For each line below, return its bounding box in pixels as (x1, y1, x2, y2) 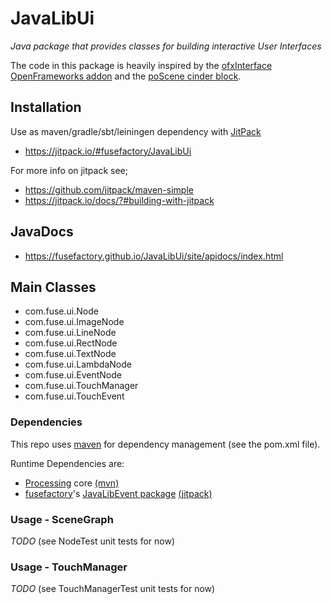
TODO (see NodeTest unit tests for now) (10, 535, 176, 547)
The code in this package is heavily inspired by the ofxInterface (10, 59, 273, 71)
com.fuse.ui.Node (24, 305, 99, 317)
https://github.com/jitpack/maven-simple (24, 183, 194, 196)
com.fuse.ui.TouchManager (24, 380, 139, 392)
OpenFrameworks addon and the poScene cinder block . (10, 70, 242, 82)
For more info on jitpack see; (10, 164, 128, 176)
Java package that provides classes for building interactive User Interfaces (10, 40, 322, 52)
